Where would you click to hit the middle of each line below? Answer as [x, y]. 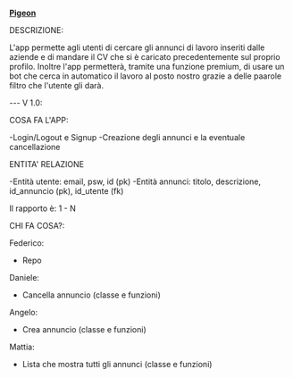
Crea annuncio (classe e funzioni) [84, 329]
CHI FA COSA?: [37, 226]
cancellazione [35, 147]
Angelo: [24, 312]
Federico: [27, 243]
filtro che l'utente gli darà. [57, 85]
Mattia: [22, 347]
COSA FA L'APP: [39, 120]
